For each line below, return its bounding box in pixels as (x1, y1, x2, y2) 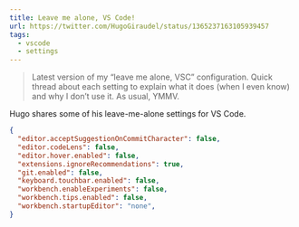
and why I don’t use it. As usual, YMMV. (31, 91, 179, 102)
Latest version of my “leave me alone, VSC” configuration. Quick (31, 71, 274, 82)
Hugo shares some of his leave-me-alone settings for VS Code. (9, 109, 246, 119)
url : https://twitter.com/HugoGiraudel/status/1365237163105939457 (9, 22, 270, 31)
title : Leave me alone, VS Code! (9, 13, 136, 23)
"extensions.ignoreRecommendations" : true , (17, 159, 184, 168)
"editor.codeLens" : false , (17, 142, 120, 152)
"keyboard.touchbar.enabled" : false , (17, 176, 160, 185)
